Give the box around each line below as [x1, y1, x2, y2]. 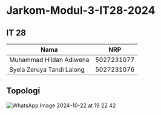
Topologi [6, 85, 41, 96]
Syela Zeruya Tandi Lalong [9, 66, 85, 73]
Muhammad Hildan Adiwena [9, 55, 90, 64]
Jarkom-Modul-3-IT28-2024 [6, 4, 156, 17]
